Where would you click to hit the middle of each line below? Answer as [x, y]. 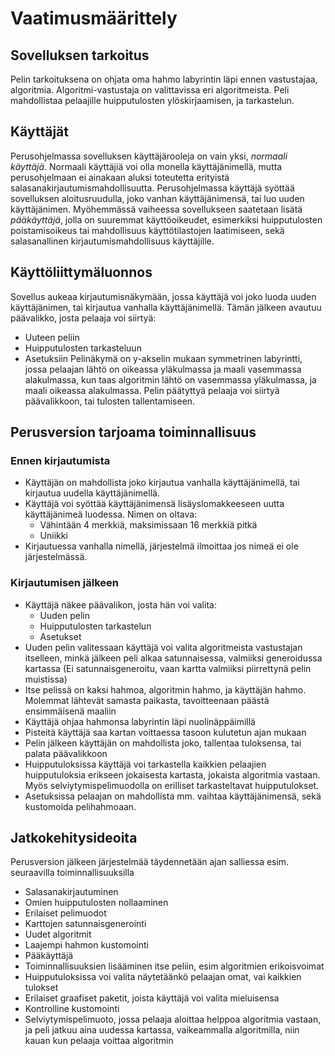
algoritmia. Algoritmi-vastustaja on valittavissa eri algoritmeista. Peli [150, 90]
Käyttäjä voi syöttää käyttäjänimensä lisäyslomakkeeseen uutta [154, 504]
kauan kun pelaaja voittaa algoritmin [99, 1041]
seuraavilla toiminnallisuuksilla [72, 873]
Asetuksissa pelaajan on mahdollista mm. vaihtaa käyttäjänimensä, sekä [173, 796]
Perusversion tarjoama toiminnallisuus [133, 432]
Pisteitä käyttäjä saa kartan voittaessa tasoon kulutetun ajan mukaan [165, 732]
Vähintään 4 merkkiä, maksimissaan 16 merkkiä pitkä [148, 525]
